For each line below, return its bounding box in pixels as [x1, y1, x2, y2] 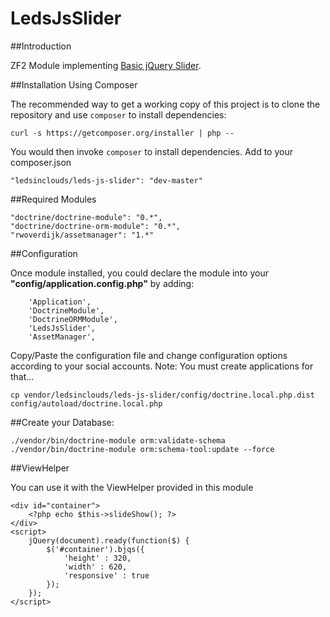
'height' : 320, [63, 553, 132, 563]
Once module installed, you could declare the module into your [10, 267, 269, 279]
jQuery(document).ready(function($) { [28, 535, 190, 546]
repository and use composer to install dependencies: [10, 108, 227, 121]
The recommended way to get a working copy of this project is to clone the [10, 98, 321, 110]
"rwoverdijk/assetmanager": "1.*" [10, 230, 155, 240]
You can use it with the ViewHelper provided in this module [10, 481, 254, 493]
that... [10, 370, 35, 382]
